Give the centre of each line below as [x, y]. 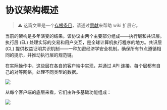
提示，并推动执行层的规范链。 [45, 55]
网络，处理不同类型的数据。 [51, 72]
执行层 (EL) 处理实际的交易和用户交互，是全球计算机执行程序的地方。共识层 [84, 42]
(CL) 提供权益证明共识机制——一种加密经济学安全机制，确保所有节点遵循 [81, 48]
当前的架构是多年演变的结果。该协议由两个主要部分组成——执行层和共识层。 [85, 36]
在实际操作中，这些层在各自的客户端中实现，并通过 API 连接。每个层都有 [81, 66]
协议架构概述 [32, 10]
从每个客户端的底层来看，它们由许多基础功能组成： [58, 92]
